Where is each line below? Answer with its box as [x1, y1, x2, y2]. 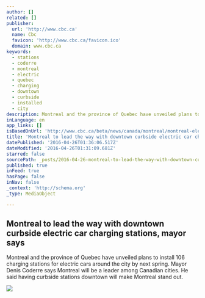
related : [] [6, 15, 37, 21]
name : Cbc [12, 32, 37, 38]
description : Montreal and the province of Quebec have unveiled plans [6, 111, 192, 117]
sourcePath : [6, 156, 37, 162]
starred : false [6, 151, 45, 157]
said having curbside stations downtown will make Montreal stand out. [6, 273, 184, 281]
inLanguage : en [6, 117, 45, 123]
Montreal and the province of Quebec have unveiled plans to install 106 [6, 254, 185, 261]
